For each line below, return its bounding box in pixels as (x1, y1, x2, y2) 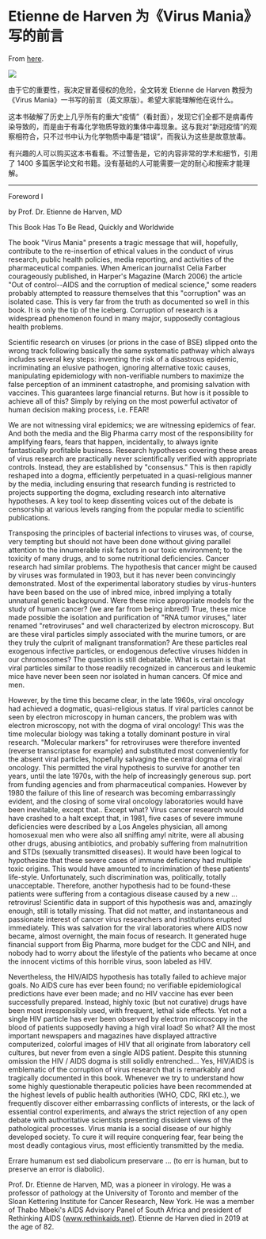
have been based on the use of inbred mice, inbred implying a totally (8, 587, 232, 596)
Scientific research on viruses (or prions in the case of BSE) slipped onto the (8, 337, 258, 347)
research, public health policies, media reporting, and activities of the (8, 255, 235, 264)
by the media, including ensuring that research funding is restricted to (8, 479, 236, 489)
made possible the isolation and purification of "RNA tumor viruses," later (8, 612, 247, 622)
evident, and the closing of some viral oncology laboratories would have (8, 796, 244, 806)
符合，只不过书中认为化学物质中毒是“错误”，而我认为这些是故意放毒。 (21, 132, 251, 141)
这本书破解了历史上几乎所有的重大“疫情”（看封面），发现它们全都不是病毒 (8, 112, 247, 121)
